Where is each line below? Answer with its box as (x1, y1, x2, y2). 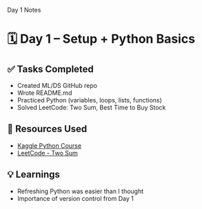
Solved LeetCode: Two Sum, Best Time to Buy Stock (17, 103, 166, 111)
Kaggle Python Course (17, 141, 81, 150)
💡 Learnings (7, 168, 61, 181)
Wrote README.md (17, 89, 72, 97)
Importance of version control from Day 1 (17, 194, 134, 202)
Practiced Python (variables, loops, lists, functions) (17, 96, 162, 104)
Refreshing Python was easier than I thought (17, 187, 144, 195)
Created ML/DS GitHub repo (17, 82, 98, 89)
